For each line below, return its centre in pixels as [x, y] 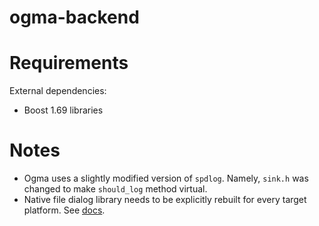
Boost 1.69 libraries [63, 110]
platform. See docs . [64, 210]
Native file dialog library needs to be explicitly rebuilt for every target [165, 200]
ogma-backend [74, 17]
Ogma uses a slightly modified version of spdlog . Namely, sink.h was [166, 178]
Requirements [69, 63]
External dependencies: [58, 91]
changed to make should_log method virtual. [115, 189]
